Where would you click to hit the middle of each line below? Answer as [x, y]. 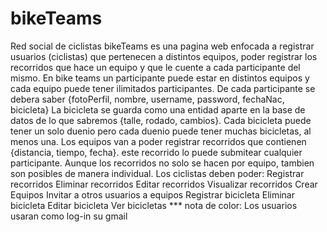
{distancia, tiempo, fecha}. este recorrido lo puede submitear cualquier [156, 152]
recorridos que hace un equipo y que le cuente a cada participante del [155, 67]
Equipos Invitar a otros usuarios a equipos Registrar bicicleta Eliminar [152, 194]
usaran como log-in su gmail [69, 216]
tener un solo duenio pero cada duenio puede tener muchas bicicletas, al [161, 131]
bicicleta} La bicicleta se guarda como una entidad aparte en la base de [158, 109]
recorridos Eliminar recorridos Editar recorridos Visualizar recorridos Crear [164, 184]
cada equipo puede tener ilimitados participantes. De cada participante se [163, 88]
